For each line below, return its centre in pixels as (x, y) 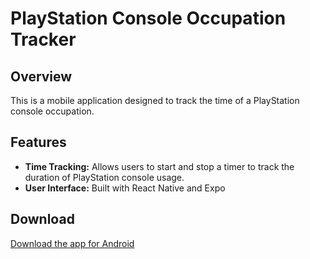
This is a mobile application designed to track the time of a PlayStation (155, 100)
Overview (41, 76)
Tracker (43, 39)
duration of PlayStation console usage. (104, 177)
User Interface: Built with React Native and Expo (125, 188)
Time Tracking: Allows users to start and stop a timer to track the (159, 166)
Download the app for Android (72, 243)
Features (38, 142)
